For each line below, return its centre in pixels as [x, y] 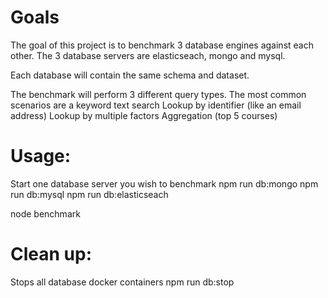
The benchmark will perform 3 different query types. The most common [158, 94]
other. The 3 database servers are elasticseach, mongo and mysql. [148, 55]
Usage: [41, 156]
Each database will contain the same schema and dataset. [130, 75]
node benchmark [45, 213]
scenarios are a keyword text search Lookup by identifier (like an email [156, 105]
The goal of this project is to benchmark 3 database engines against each [162, 45]
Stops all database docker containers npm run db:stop [122, 282]
